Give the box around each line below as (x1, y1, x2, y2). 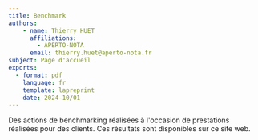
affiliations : (29, 34, 78, 42)
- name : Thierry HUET (22, 26, 95, 34)
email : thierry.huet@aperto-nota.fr (29, 49, 152, 57)
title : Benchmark (8, 11, 67, 20)
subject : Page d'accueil (8, 57, 91, 65)
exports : (8, 64, 38, 72)
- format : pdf (15, 71, 62, 79)
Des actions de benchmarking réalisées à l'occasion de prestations (8, 115, 230, 125)
